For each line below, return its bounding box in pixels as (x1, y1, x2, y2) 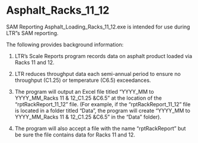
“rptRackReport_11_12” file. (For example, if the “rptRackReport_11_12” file (14, 100, 191, 107)
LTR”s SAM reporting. (6, 29, 59, 36)
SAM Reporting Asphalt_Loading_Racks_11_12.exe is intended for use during (6, 23, 190, 30)
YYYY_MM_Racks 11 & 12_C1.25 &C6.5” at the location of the (14, 94, 162, 101)
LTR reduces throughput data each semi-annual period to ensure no (14, 70, 181, 77)
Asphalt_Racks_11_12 (6, 4, 110, 17)
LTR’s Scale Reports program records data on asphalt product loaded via (14, 52, 193, 59)
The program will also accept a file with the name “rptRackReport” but (14, 125, 186, 132)
